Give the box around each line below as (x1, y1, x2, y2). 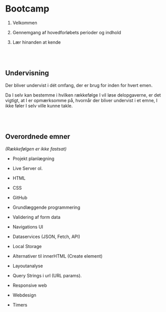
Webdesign (12, 292, 36, 298)
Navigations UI (12, 223, 43, 229)
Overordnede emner (5, 132, 71, 141)
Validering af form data (12, 214, 61, 220)
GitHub (12, 194, 28, 200)
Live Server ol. (12, 165, 43, 171)
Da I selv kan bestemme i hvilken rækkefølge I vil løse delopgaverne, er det (5, 92, 161, 98)
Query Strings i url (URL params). (12, 272, 82, 278)
